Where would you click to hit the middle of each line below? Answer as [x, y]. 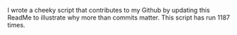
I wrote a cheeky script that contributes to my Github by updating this [109, 10]
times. [16, 25]
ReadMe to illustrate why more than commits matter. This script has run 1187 [119, 17]
